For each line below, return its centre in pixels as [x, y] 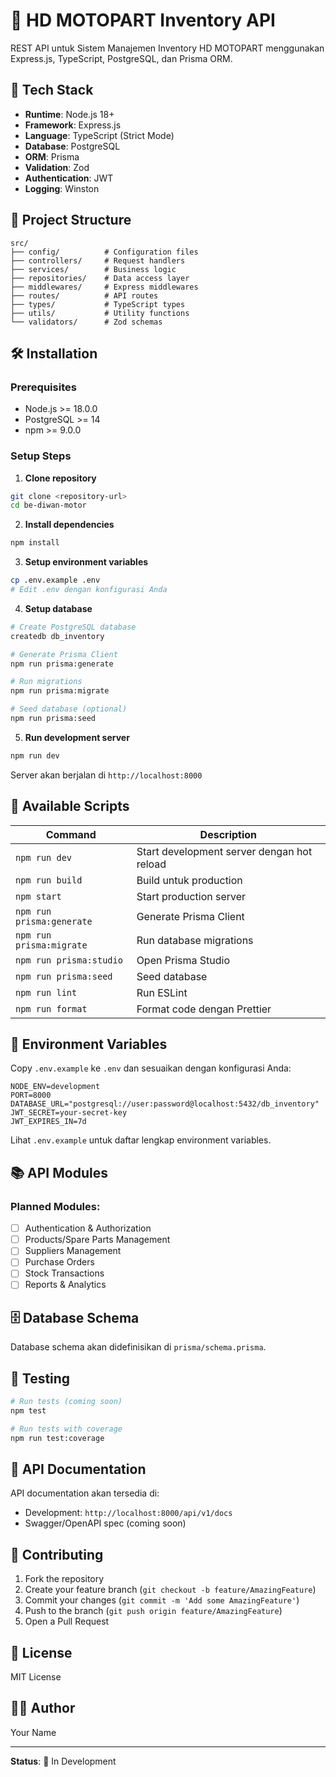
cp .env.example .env [55, 580]
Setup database [58, 608]
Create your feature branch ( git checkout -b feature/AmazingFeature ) [170, 1590]
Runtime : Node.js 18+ [69, 114]
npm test [28, 1410]
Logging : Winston [62, 188]
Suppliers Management [73, 1251]
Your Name [33, 1732]
